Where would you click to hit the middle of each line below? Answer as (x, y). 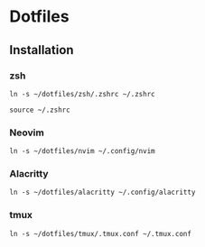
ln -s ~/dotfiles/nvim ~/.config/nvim (82, 151)
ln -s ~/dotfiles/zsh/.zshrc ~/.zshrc (82, 94)
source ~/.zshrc (40, 110)
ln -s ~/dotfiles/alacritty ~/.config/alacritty (102, 192)
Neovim (27, 133)
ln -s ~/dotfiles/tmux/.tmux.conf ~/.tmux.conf (101, 233)
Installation (42, 50)
